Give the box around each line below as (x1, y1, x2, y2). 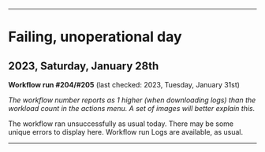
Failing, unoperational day (8, 28, 183, 46)
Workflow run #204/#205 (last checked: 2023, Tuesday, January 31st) (8, 80, 241, 89)
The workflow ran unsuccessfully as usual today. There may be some (8, 119, 234, 128)
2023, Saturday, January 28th (8, 59, 159, 72)
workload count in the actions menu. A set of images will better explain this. (8, 104, 256, 113)
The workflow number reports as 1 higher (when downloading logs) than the (8, 95, 256, 105)
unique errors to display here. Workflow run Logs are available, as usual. (8, 128, 243, 136)
